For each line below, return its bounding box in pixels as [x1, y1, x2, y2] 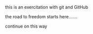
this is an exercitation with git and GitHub [5, 4, 89, 10]
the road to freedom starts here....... [5, 14, 78, 19]
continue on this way [5, 23, 48, 29]
